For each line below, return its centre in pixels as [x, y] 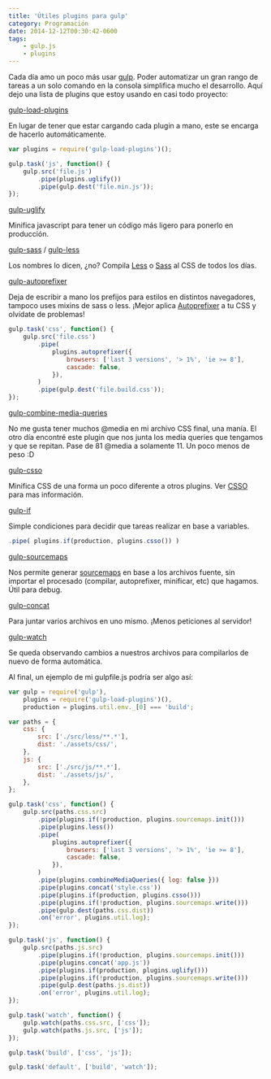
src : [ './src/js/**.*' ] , [80, 767]
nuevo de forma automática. [56, 661]
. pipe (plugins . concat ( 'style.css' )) [99, 887]
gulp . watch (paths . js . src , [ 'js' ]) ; [83, 1030]
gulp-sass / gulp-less [44, 250]
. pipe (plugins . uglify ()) [80, 179]
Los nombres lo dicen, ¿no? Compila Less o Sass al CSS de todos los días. [133, 266]
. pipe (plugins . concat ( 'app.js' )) [94, 963]
